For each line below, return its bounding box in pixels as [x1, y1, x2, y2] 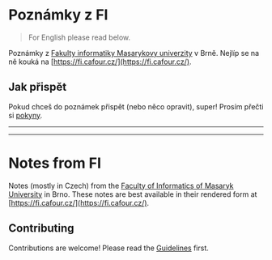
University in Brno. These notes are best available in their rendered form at [8, 189, 257, 199]
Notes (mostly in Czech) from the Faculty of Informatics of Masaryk [8, 181, 234, 190]
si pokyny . [8, 110, 43, 120]
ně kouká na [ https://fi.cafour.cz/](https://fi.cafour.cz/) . [8, 57, 192, 66]
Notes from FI [8, 154, 101, 172]
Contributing [8, 221, 74, 236]
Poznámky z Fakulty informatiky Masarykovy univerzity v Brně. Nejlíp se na [8, 48, 260, 58]
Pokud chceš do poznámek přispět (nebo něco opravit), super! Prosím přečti [8, 101, 264, 111]
